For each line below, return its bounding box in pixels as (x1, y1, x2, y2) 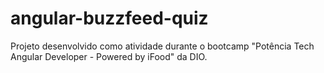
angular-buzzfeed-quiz (10, 7, 209, 30)
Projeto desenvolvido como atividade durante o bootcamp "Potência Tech (10, 40, 315, 52)
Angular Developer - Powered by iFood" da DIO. (10, 50, 208, 62)
